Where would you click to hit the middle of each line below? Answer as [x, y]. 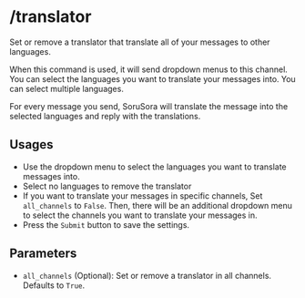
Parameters [43, 254]
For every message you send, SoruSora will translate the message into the [149, 106]
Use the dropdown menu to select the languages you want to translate [154, 167]
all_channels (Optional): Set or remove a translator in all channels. [147, 275]
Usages [31, 144]
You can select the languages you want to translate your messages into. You [152, 78]
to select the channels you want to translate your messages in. [140, 215]
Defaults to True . [53, 285]
